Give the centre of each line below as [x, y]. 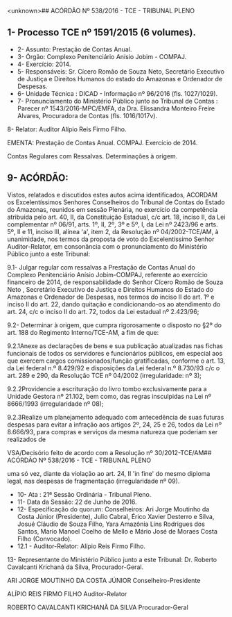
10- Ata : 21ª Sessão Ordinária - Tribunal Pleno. [84, 494]
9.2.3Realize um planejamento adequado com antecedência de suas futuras [116, 417]
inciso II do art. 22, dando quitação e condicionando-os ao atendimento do [114, 304]
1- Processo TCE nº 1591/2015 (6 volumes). [101, 32]
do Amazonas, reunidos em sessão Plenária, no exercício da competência [113, 209]
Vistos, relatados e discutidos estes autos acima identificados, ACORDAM [113, 195]
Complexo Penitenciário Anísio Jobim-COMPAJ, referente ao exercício [107, 274]
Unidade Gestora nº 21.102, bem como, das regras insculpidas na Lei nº [109, 396]
